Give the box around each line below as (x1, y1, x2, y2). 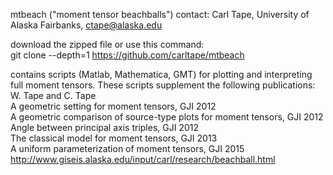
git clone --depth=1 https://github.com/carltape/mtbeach (10, 49, 245, 61)
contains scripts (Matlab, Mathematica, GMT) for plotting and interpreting (10, 69, 313, 80)
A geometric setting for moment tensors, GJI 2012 (10, 100, 217, 112)
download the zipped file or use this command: (10, 39, 205, 50)
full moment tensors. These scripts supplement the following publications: (10, 79, 316, 91)
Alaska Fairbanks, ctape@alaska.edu (10, 19, 163, 31)
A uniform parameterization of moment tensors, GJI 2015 (10, 143, 245, 154)
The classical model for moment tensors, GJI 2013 (10, 132, 218, 144)
